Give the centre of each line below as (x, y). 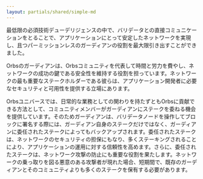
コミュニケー (181, 30)
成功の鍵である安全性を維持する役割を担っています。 (104, 73)
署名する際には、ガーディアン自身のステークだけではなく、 (96, 124)
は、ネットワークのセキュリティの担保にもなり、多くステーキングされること (101, 139)
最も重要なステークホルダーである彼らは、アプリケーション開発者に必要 (107, 81)
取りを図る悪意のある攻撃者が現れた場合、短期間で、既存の (107, 162)
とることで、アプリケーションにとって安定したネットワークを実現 (109, 38)
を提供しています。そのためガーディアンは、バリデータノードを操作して (96, 117)
